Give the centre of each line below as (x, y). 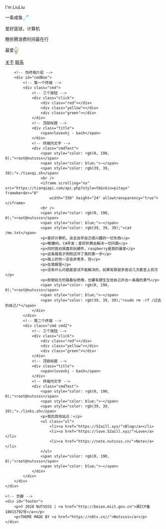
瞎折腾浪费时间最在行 (27, 39)
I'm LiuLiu (15, 7)
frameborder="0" (22, 193)
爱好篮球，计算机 (23, 29)
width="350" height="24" (75, 198)
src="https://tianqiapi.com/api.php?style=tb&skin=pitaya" (67, 188)
